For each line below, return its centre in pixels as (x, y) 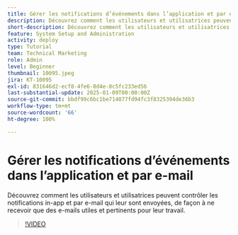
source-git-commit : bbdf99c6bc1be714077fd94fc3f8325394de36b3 (101, 100)
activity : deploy (33, 40)
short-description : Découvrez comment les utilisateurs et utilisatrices (119, 27)
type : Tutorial (30, 47)
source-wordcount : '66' (42, 113)
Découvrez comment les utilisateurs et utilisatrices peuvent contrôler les (113, 195)
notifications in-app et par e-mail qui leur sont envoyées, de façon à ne (111, 202)
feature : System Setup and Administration (71, 34)
